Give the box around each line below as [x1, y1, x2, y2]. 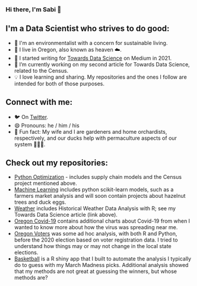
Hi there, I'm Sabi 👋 [5, 5, 62, 14]
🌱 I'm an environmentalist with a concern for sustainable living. [14, 39, 168, 46]
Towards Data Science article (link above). [14, 211, 118, 218]
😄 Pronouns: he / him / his [14, 121, 80, 129]
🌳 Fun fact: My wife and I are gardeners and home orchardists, [14, 128, 167, 135]
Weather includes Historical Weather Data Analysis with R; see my [14, 205, 176, 212]
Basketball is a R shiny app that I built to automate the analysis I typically [14, 255, 192, 262]
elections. [14, 249, 39, 256]
